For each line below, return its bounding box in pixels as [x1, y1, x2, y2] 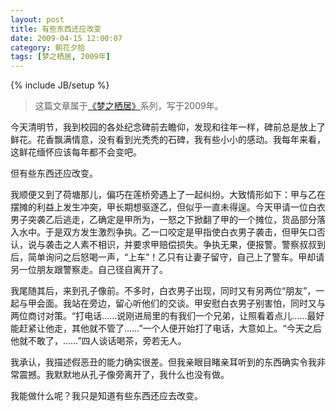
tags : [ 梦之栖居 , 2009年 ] [10, 52, 111, 62]
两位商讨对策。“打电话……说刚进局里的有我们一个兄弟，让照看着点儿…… [10, 310, 308, 322]
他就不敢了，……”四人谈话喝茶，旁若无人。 [10, 335, 187, 347]
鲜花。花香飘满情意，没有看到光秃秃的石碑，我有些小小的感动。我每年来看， [10, 134, 326, 146]
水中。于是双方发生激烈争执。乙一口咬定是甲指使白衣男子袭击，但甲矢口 [18, 226, 317, 238]
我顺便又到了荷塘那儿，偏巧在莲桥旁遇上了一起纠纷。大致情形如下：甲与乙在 [10, 189, 326, 201]
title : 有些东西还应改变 [10, 24, 102, 34]
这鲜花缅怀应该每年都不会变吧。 [10, 146, 142, 158]
